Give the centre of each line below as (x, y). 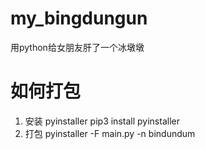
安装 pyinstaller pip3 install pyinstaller (102, 121)
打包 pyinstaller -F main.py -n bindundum (110, 133)
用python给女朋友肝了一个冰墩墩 (77, 47)
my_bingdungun (79, 18)
